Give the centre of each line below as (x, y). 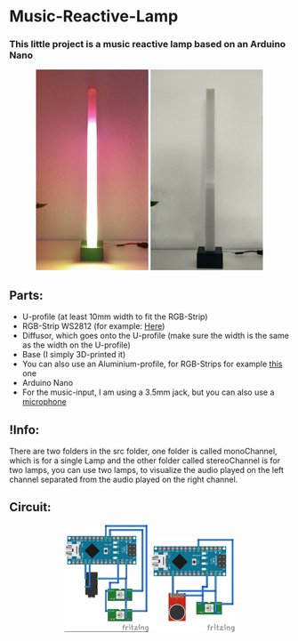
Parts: (26, 295)
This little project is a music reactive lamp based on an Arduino (148, 44)
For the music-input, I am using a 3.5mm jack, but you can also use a (148, 392)
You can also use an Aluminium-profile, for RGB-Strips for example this (152, 364)
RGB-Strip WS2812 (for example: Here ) (93, 326)
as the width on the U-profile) (76, 345)
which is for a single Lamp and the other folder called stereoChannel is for (145, 461)
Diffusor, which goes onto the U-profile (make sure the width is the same (155, 336)
